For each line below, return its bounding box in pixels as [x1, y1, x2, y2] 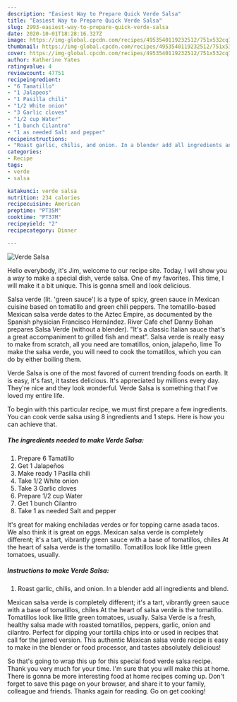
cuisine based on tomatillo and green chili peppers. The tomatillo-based [7, 302, 217, 311]
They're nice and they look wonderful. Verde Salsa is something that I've [7, 383, 219, 392]
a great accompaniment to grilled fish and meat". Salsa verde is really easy [7, 332, 224, 341]
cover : [7, 50, 27, 57]
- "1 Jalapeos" [7, 89, 52, 96]
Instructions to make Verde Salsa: [7, 566, 109, 575]
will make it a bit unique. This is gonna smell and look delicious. [7, 281, 192, 290]
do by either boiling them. [7, 355, 83, 363]
